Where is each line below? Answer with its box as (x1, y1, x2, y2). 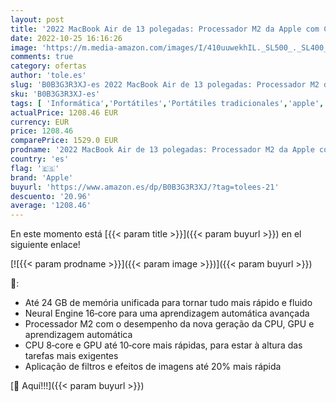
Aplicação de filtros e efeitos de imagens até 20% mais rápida (24, 361, 282, 373)
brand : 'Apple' (10, 172, 74, 183)
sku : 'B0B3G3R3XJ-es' (10, 89, 101, 99)
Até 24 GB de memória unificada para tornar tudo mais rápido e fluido (24, 297, 313, 309)
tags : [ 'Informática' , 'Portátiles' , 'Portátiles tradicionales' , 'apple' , (10, 98, 325, 108)
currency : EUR (10, 117, 70, 127)
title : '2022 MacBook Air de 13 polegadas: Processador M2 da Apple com (10, 24, 320, 34)
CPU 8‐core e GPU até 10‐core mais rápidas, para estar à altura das (24, 339, 303, 351)
